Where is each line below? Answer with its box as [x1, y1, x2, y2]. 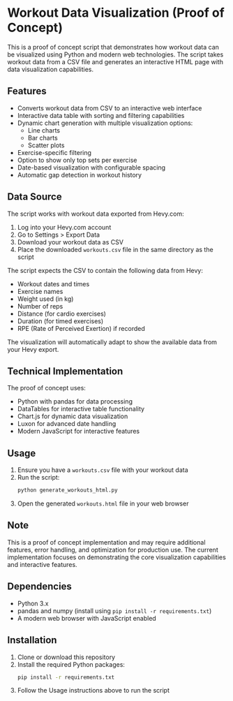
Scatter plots [27, 141, 65, 149]
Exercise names [17, 287, 63, 295]
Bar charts [27, 133, 58, 142]
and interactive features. [7, 560, 78, 568]
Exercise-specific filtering [17, 148, 92, 156]
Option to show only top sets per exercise [17, 156, 137, 164]
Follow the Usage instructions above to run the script [17, 686, 170, 695]
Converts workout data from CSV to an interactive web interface [17, 103, 202, 112]
